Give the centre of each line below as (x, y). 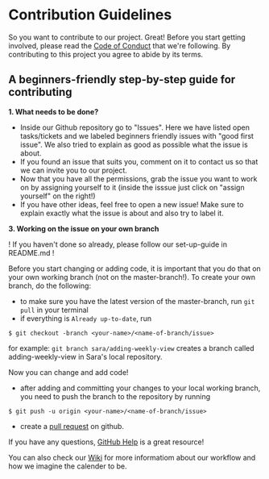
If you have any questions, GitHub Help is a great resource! (106, 442)
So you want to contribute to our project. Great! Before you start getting (127, 37)
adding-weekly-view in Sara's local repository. (85, 356)
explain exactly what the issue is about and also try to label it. (122, 213)
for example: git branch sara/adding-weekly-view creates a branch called (132, 348)
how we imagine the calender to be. (68, 466)
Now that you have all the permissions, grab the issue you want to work (139, 178)
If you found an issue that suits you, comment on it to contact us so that (139, 161)
